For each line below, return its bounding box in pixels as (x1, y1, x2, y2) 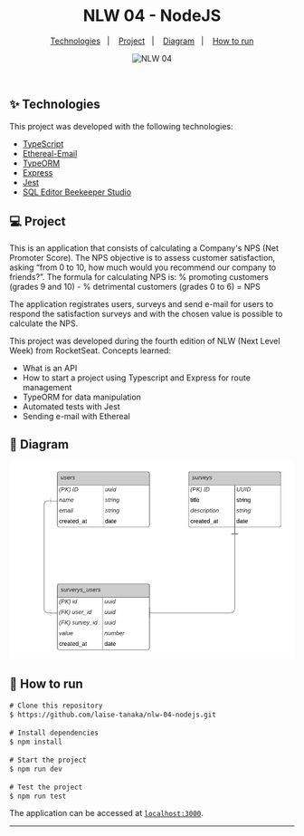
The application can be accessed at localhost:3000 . (9, 808, 204, 819)
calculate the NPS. (9, 318, 79, 329)
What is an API (22, 362, 78, 373)
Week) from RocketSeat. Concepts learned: (9, 345, 172, 356)
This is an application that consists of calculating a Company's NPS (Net (9, 242, 279, 254)
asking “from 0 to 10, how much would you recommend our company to (9, 262, 277, 273)
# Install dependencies (9, 728, 100, 738)
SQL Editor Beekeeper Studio (22, 187, 132, 197)
